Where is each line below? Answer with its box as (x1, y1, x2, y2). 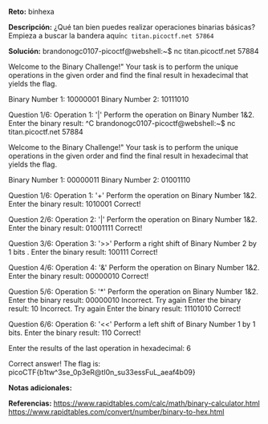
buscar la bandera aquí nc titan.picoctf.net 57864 (43, 31, 214, 40)
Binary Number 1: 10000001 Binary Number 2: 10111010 (8, 95, 189, 103)
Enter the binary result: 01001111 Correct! (8, 224, 143, 232)
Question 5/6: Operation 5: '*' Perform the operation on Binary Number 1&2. (8, 287, 258, 296)
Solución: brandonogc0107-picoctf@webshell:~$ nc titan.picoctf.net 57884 (8, 46, 259, 55)
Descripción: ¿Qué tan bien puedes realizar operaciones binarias (8, 22, 225, 31)
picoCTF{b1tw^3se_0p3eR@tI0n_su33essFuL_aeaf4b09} (8, 368, 196, 377)
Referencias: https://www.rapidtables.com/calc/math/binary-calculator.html (8, 398, 261, 408)
